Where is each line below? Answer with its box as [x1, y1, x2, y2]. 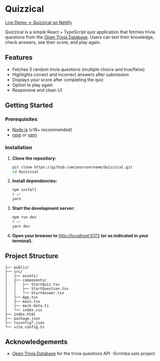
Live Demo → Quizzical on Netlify [5, 19, 72, 25]
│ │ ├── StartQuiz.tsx [5, 282, 60, 287]
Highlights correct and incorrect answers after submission [12, 72, 129, 77]
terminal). [12, 238, 33, 244]
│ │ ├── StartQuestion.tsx [5, 286, 69, 291]
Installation [5, 144, 33, 151]
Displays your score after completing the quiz [12, 76, 104, 82]
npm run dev [12, 215, 37, 220]
